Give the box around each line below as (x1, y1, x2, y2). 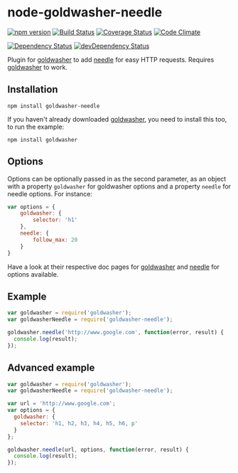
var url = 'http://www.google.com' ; (7, 400, 116, 408)
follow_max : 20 (33, 236, 78, 243)
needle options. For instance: (7, 189, 92, 198)
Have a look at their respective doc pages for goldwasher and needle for (7, 262, 220, 271)
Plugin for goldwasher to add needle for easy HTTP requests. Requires (7, 55, 215, 64)
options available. (7, 270, 59, 278)
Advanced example (7, 362, 95, 374)
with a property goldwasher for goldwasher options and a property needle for (7, 182, 232, 191)
